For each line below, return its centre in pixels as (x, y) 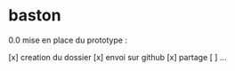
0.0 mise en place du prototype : (68, 40)
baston (35, 16)
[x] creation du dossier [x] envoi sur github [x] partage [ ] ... (117, 57)
